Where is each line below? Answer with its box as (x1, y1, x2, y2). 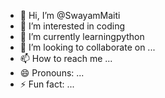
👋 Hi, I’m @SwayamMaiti (19, 10, 121, 21)
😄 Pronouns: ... (19, 67, 85, 79)
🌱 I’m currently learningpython (19, 31, 145, 42)
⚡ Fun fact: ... (19, 78, 75, 90)
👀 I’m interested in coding (19, 20, 126, 32)
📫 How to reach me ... (19, 53, 113, 64)
